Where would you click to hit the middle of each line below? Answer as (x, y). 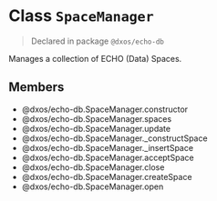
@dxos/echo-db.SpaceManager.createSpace (107, 176)
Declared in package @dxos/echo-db (98, 41)
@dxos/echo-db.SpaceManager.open (93, 186)
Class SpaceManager (81, 16)
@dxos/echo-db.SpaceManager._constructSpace (114, 138)
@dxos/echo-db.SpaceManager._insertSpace (107, 147)
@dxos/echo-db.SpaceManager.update (96, 128)
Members (36, 87)
